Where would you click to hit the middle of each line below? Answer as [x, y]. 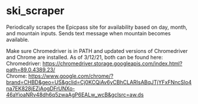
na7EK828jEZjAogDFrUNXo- [41, 88]
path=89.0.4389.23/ [31, 69]
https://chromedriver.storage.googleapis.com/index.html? [112, 63]
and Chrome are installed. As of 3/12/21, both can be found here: [85, 57]
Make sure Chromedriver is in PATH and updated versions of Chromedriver [97, 51]
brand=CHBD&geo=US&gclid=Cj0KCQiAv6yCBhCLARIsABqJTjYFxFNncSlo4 [99, 82]
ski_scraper [35, 11]
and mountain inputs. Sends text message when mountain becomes [88, 33]
